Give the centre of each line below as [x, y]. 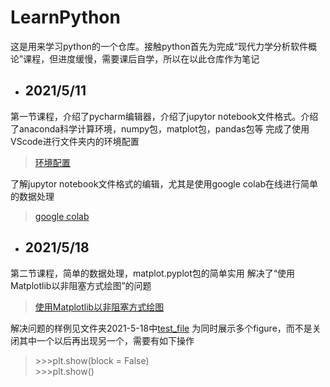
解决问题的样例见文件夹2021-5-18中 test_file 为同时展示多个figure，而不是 [161, 328]
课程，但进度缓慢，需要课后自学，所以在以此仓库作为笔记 [141, 58]
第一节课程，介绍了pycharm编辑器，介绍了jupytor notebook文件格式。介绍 [164, 116]
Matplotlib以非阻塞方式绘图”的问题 [81, 285]
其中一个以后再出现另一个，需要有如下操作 [106, 340]
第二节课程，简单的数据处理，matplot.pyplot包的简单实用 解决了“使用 [152, 273]
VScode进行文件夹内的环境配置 [75, 141]
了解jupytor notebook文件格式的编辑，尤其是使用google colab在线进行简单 [164, 183]
